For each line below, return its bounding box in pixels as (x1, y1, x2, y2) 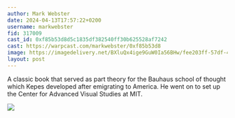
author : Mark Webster (7, 10, 71, 17)
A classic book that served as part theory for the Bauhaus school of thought (7, 75, 226, 83)
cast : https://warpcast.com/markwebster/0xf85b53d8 (7, 43, 161, 50)
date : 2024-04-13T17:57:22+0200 (7, 17, 101, 24)
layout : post (7, 56, 45, 63)
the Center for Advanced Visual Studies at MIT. (7, 89, 143, 98)
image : (7, 50, 27, 57)
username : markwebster (7, 23, 73, 30)
